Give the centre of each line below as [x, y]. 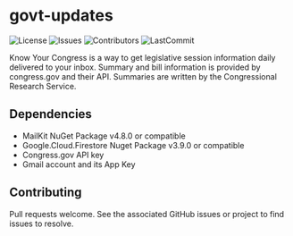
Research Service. [43, 86]
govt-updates [61, 16]
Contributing [46, 193]
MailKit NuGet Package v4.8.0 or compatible [104, 136]
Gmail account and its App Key [79, 164]
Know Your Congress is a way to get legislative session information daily [142, 57]
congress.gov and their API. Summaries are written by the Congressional [143, 76]
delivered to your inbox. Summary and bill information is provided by [135, 67]
